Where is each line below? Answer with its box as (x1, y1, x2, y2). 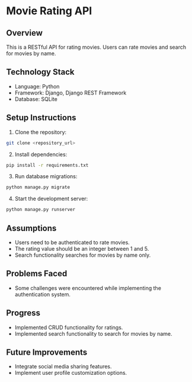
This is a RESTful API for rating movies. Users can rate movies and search (6, 43, 187, 50)
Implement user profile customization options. (14, 370, 127, 377)
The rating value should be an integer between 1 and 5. (14, 245, 149, 252)
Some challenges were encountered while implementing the (14, 284, 162, 292)
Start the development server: (14, 195, 88, 203)
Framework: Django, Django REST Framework (14, 89, 127, 96)
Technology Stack (6, 67, 75, 77)
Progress (6, 308, 40, 318)
